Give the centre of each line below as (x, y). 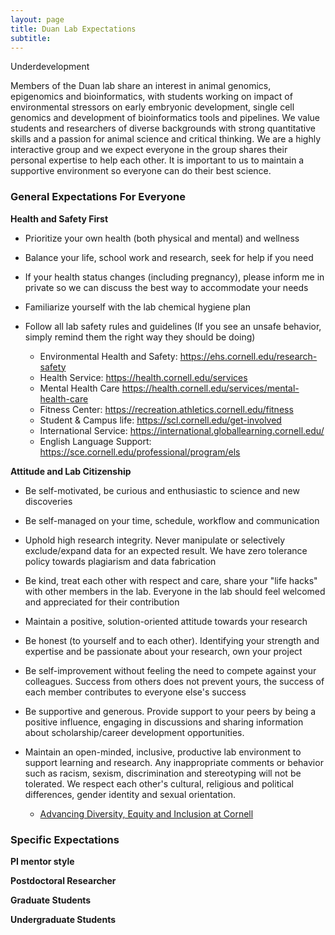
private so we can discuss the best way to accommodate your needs (166, 287)
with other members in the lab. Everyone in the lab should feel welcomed (175, 591)
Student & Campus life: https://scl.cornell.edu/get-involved (160, 420)
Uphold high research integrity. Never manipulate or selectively (155, 540)
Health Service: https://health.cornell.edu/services (143, 377)
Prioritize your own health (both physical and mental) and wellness (162, 238)
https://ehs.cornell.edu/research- (248, 356)
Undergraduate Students (63, 919)
